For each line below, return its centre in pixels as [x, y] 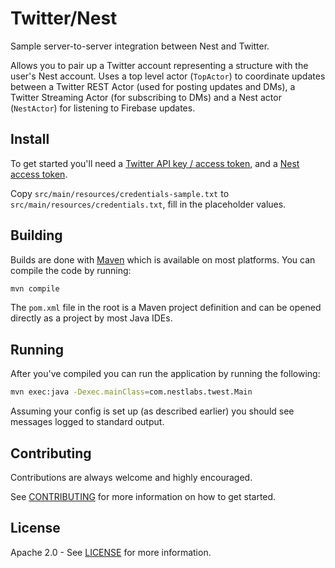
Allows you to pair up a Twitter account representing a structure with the [159, 65]
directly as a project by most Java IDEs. [91, 318]
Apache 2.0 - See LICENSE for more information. [111, 552]
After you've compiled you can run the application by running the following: [165, 374]
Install [30, 139]
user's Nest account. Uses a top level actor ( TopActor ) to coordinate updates [168, 76]
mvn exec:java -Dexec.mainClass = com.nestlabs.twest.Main [131, 392]
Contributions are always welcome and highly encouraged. [131, 477]
